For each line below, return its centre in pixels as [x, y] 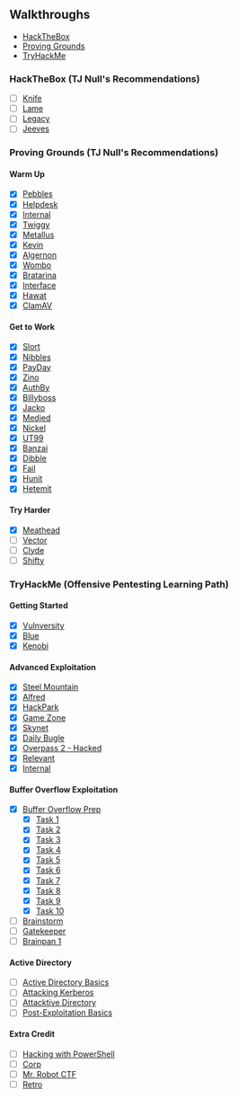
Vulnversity [43, 625]
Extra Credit [32, 1034]
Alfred [34, 697]
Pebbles [37, 194]
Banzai [35, 448]
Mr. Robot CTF [49, 1074]
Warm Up [27, 173]
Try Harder [30, 509]
